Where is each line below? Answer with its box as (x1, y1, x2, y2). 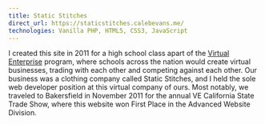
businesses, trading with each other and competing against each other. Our (8, 66, 258, 75)
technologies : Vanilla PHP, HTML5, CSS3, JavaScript (8, 26, 188, 34)
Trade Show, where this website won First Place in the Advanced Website (8, 99, 251, 109)
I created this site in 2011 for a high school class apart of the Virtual (8, 49, 230, 58)
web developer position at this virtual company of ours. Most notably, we (8, 82, 249, 92)
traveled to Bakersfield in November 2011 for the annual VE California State (8, 91, 255, 101)
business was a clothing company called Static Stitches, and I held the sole (8, 74, 256, 84)
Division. (8, 108, 38, 118)
